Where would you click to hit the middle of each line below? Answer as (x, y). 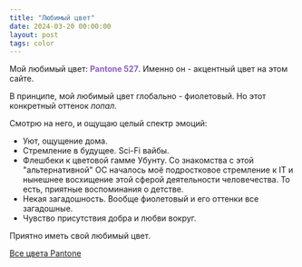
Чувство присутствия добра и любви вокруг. (109, 218)
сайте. (22, 79)
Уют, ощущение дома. (65, 141)
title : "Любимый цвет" (52, 18)
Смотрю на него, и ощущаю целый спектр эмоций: (108, 124)
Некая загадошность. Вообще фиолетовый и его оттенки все (141, 199)
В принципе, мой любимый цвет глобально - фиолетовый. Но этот (138, 96)
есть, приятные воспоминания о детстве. (103, 189)
